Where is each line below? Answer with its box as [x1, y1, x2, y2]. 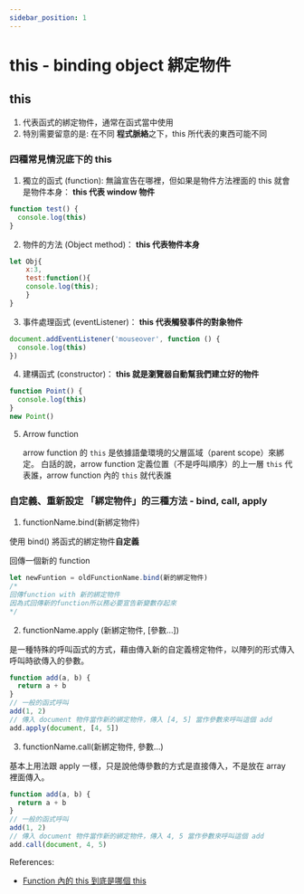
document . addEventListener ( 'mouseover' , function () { [9, 334, 221, 344]
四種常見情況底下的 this [9, 153, 112, 166]
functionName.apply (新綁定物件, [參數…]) [22, 624, 179, 635]
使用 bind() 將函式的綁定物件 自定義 [9, 536, 139, 547]
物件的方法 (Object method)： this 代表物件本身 [22, 239, 201, 250]
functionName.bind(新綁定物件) [22, 517, 140, 528]
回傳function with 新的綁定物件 [9, 590, 120, 599]
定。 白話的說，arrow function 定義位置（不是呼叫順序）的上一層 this [22, 458, 283, 469]
